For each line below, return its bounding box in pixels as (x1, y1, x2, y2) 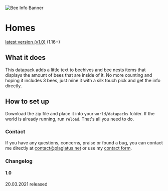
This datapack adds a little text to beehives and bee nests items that (5, 67, 146, 73)
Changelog (5, 157, 33, 164)
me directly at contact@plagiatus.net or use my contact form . (5, 145, 132, 151)
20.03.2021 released (5, 181, 48, 187)
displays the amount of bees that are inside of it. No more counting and (5, 72, 152, 78)
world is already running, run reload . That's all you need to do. (5, 116, 134, 122)
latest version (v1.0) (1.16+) (5, 39, 60, 45)
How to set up (5, 97, 49, 106)
